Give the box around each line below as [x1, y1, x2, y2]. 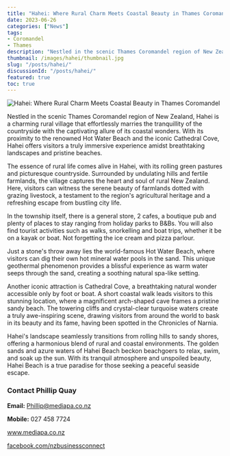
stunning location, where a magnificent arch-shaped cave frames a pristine [7, 297, 219, 306]
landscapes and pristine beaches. [7, 149, 103, 157]
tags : [7, 29, 23, 36]
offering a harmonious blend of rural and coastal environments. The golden [7, 339, 219, 347]
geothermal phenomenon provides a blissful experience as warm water [7, 262, 208, 270]
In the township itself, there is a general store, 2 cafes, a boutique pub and [7, 212, 217, 220]
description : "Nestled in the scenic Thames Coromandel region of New [7, 49, 213, 56]
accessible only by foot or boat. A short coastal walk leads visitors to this [7, 290, 214, 298]
